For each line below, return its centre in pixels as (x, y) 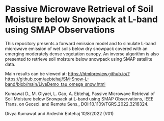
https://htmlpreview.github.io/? (99, 73)
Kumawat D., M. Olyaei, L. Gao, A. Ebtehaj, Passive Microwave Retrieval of (80, 94)
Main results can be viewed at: (36, 73)
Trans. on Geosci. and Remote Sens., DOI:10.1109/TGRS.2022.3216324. (77, 104)
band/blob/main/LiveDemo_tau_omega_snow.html (55, 84)
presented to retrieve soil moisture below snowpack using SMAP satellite (79, 59)
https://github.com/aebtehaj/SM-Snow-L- (47, 79)
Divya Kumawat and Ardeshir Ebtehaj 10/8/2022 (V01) (59, 113)
